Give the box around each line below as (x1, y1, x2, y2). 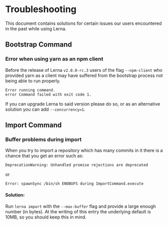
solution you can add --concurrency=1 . (5, 106, 86, 112)
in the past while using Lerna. (5, 25, 67, 31)
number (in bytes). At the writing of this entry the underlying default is (5, 208, 151, 214)
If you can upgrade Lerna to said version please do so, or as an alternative (5, 101, 160, 107)
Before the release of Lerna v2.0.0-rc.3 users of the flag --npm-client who (5, 67, 163, 73)
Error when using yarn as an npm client (5, 56, 104, 63)
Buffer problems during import (5, 136, 82, 143)
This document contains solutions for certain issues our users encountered (5, 20, 162, 26)
